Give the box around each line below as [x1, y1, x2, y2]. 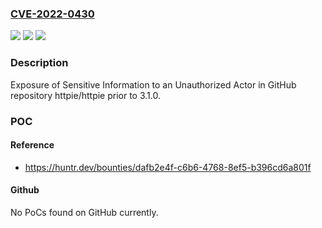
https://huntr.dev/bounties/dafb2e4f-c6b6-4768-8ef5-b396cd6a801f [24, 161, 312, 173]
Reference [10, 139, 55, 151]
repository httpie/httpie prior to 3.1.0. [10, 89, 161, 101]
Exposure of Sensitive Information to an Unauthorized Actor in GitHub [10, 78, 297, 91]
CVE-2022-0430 [10, 7, 95, 21]
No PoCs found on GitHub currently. [10, 206, 159, 218]
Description [10, 56, 69, 70]
